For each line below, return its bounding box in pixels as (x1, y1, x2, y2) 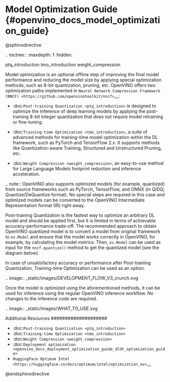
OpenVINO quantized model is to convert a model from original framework (5, 228, 161, 234)
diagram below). (5, 250, 40, 256)
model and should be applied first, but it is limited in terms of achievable (5, 217, 156, 224)
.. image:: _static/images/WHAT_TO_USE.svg (5, 305, 98, 311)
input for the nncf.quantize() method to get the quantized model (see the (5, 245, 159, 251)
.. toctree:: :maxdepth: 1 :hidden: (5, 52, 73, 58)
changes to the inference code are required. (5, 295, 97, 301)
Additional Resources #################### (5, 315, 108, 321)
